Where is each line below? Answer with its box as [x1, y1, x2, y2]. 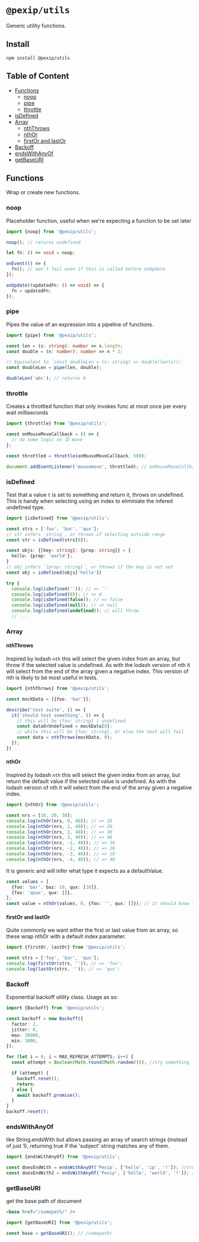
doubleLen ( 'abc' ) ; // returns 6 [6, 376, 86, 381]
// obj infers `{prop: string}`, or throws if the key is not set [6, 564, 174, 570]
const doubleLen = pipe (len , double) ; [6, 365, 102, 371]
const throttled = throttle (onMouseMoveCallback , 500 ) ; [6, 452, 147, 459]
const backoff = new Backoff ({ [6, 1016, 84, 1022]
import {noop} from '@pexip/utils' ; [6, 229, 97, 235]
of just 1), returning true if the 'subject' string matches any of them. [6, 1142, 170, 1150]
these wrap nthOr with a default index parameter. [6, 933, 126, 940]
